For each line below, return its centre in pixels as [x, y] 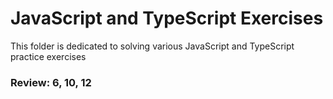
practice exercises [48, 56]
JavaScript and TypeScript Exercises [167, 18]
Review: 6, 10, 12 [51, 82]
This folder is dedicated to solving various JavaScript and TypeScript [152, 46]
